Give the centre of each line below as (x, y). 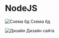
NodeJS (21, 8)
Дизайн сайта (40, 30)
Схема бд (40, 21)
